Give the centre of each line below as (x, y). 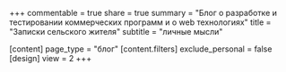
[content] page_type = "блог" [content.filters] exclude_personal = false (141, 49)
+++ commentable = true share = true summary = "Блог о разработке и (143, 13)
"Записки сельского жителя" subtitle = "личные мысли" (116, 32)
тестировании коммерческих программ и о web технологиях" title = (140, 22)
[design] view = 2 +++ (51, 58)
